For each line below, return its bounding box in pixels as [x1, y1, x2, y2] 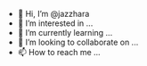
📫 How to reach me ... [17, 47, 101, 57]
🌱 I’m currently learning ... [17, 28, 113, 37]
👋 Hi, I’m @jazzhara [17, 9, 90, 19]
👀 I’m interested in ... [17, 18, 94, 29]
